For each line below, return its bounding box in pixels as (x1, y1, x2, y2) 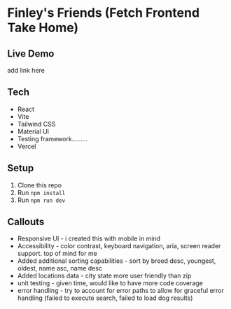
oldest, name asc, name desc (17, 264, 103, 273)
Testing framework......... (17, 134, 88, 143)
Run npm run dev (17, 196, 66, 204)
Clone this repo (17, 180, 62, 189)
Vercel (17, 142, 36, 150)
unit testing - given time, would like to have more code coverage (17, 279, 203, 287)
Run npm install (17, 188, 66, 196)
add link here (7, 66, 45, 74)
